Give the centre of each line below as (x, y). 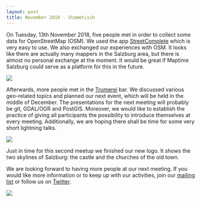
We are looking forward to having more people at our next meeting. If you (97, 168)
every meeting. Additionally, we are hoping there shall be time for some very (100, 121)
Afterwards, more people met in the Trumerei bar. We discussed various (95, 89)
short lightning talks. (31, 127)
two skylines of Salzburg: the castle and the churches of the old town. (93, 157)
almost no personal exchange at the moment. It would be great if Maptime (97, 60)
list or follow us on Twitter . (39, 182)
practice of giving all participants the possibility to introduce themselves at (98, 115)
